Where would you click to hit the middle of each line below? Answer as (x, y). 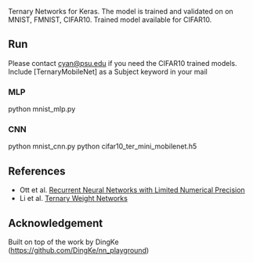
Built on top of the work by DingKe (63, 242)
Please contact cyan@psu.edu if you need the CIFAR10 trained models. (123, 63)
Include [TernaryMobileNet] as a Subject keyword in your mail (108, 71)
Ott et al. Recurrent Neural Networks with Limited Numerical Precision (132, 190)
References (37, 171)
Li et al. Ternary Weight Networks (73, 199)
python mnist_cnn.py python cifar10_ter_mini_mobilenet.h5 (103, 146)
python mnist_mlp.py (42, 109)
